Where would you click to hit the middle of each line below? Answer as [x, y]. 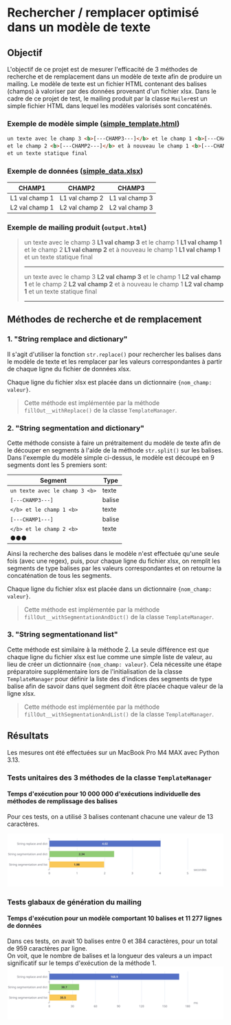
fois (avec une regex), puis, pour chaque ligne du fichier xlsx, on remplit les [114, 561]
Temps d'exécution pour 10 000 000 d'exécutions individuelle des [104, 794]
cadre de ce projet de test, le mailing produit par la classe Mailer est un [107, 99]
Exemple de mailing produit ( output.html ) [77, 227]
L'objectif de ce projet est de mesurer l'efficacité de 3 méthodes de [102, 69]
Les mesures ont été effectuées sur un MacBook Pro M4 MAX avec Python [113, 752]
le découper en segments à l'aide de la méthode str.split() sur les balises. [115, 450]
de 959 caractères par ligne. [47, 948]
